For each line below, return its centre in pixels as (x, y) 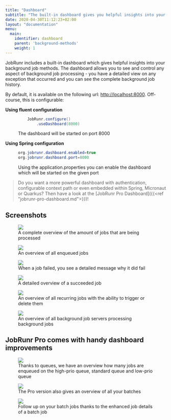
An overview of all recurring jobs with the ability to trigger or (81, 298)
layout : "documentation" (32, 24)
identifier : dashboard (39, 39)
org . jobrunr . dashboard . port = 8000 (54, 158)
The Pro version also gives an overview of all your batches (80, 391)
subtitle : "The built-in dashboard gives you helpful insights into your (86, 15)
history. (13, 84)
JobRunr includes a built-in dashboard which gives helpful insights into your (85, 62)
